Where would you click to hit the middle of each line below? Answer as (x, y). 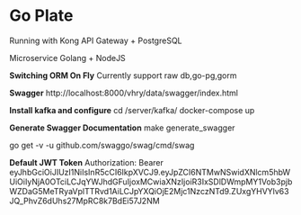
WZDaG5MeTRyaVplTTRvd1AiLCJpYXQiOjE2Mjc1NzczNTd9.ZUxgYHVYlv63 (149, 191)
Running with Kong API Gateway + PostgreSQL (96, 40)
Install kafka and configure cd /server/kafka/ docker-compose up (132, 110)
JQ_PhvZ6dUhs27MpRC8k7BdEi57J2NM (84, 201)
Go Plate (41, 16)
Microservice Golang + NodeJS (67, 58)
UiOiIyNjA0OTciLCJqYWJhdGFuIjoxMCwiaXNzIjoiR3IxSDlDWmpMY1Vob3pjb (151, 182)
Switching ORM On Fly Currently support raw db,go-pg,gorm (123, 75)
